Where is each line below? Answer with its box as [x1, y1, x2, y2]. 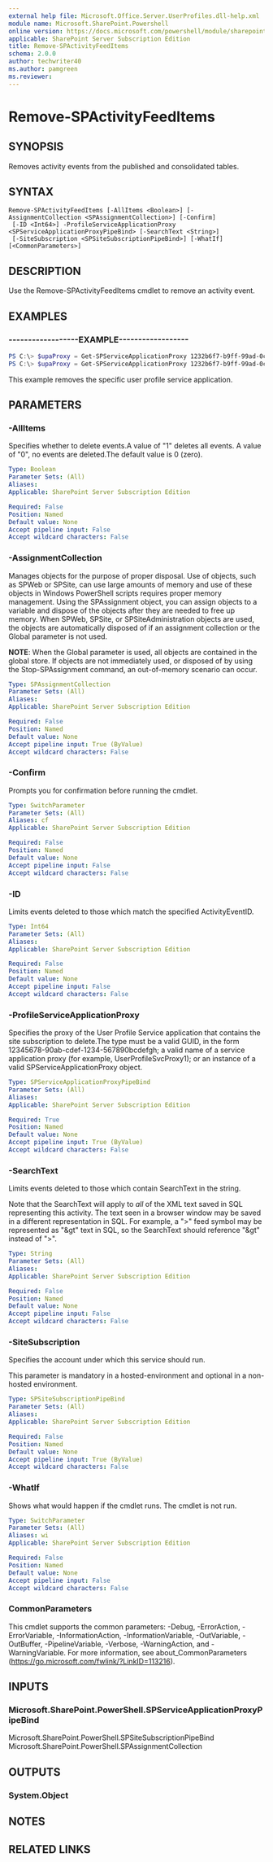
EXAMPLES [8, 309, 67, 323]
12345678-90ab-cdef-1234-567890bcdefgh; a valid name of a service [8, 1045, 245, 1055]
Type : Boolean [8, 465, 57, 474]
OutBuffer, [8, 1639, 43, 1649]
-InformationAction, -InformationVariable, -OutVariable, [56, 1630, 241, 1640]
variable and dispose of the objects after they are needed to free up [8, 605, 236, 615]
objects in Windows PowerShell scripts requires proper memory [8, 588, 222, 598]
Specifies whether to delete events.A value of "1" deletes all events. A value [8, 441, 262, 451]
